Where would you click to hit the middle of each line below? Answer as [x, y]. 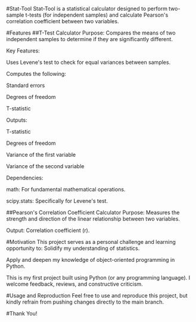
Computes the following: [36, 74]
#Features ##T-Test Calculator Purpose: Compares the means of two [91, 33]
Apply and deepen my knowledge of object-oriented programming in [91, 260]
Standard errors [26, 85]
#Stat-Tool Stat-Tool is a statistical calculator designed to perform [87, 9]
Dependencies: [25, 178]
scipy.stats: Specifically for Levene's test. [57, 201]
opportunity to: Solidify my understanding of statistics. [73, 248]
